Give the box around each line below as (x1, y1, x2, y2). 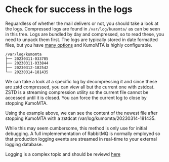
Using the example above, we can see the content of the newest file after (5, 110, 158, 116)
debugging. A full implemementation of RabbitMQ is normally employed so (5, 131, 160, 137)
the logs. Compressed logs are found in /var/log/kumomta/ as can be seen (5, 25, 160, 31)
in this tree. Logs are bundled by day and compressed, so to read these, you (5, 31, 164, 37)
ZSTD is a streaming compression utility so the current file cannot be (5, 89, 149, 95)
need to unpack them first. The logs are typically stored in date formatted (5, 37, 158, 43)
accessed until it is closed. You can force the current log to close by (5, 94, 147, 101)
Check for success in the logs (5, 4, 133, 15)
